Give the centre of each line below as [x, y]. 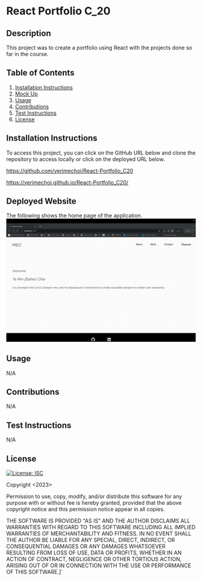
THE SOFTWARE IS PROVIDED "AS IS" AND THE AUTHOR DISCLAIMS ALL [98, 520]
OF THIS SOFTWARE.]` [35, 571]
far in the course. [28, 54]
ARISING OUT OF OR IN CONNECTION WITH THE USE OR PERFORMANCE [99, 565]
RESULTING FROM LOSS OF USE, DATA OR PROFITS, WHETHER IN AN [94, 552]
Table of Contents [41, 73]
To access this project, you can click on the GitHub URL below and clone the [101, 153]
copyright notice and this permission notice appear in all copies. [86, 509]
